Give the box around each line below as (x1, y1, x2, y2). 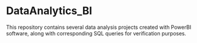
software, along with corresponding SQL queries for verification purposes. (6, 29, 186, 37)
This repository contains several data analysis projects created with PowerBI (6, 24, 192, 31)
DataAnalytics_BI (6, 4, 92, 18)
